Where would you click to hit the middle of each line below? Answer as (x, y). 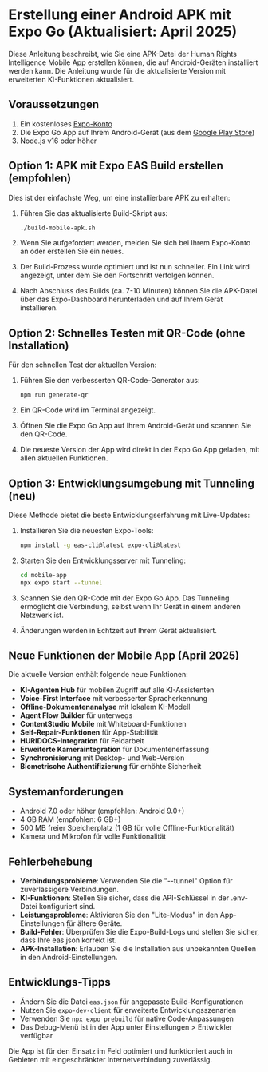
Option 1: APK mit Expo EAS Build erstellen (116, 166)
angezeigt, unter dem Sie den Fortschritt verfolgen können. (117, 275)
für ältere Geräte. (95, 923)
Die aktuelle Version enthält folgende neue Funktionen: (99, 675)
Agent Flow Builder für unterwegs (76, 715)
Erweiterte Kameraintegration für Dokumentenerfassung (114, 750)
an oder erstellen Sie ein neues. (72, 251)
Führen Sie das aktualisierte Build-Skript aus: (94, 213)
